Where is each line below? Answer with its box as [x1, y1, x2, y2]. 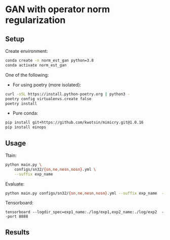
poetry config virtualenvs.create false [5, 96, 92, 101]
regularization [5, 14, 66, 26]
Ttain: [5, 152, 17, 158]
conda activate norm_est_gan [5, 63, 67, 68]
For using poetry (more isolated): [12, 81, 81, 87]
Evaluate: [5, 181, 25, 187]
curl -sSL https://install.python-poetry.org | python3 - [5, 92, 130, 97]
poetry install [5, 101, 37, 106]
